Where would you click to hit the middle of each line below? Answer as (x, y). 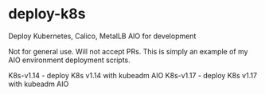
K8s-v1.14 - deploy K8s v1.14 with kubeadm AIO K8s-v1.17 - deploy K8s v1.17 (132, 75)
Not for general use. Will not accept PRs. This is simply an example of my (128, 51)
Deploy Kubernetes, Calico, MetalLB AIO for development (102, 36)
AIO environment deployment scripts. (69, 60)
